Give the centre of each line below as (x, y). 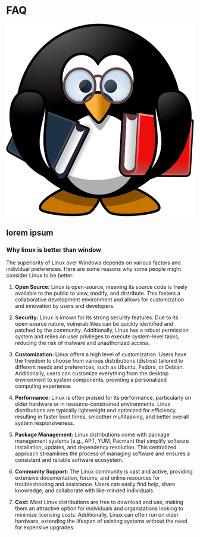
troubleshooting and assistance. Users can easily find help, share (95, 484)
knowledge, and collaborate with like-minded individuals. (85, 490)
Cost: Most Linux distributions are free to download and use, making (99, 502)
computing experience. (43, 386)
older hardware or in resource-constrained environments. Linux (93, 404)
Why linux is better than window (54, 249)
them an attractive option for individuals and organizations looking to (99, 508)
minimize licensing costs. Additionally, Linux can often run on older (97, 515)
